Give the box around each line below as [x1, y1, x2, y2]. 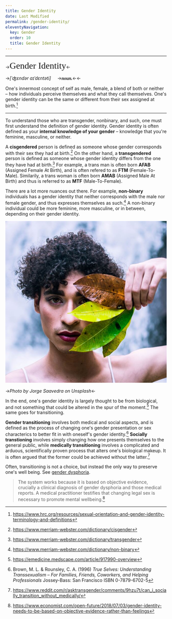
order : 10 [10, 35, 31, 41]
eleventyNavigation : [5, 25, 50, 30]
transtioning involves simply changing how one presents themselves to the [5, 436, 165, 442]
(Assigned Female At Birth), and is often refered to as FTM [5, 167, 128, 173]
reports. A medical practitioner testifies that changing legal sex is [17, 490, 155, 496]
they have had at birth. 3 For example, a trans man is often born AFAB [5, 161, 151, 168]
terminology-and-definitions [12, 516, 73, 523]
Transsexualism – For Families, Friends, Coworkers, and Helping [12, 572, 148, 578]
